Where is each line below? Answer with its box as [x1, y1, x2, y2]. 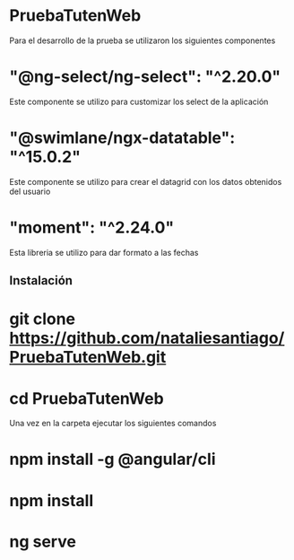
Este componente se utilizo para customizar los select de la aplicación [9, 96, 269, 107]
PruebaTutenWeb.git [9, 347, 167, 368]
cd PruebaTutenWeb [9, 388, 164, 408]
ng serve [9, 531, 76, 552]
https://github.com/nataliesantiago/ [9, 328, 285, 348]
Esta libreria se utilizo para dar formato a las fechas [9, 247, 199, 258]
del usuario [9, 186, 51, 197]
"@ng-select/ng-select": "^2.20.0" [9, 66, 281, 87]
